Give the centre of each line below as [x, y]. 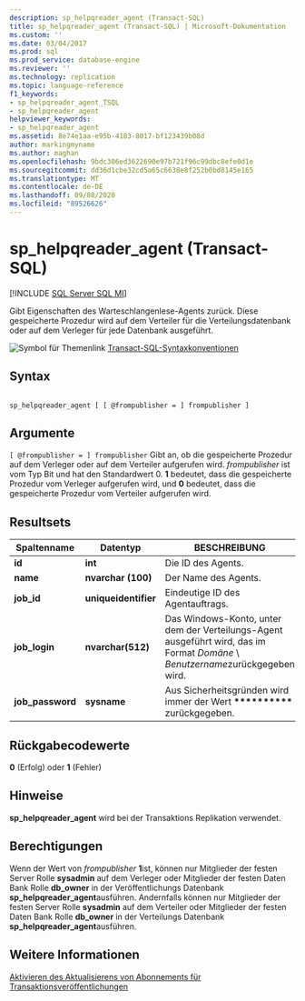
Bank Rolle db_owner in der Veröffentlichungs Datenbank [117, 887]
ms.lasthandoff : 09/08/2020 [63, 195]
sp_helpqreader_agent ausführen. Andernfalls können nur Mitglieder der [145, 897]
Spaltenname [45, 548]
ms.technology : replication [63, 77]
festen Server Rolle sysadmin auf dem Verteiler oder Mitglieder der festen [148, 906]
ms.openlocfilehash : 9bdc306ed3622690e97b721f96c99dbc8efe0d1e [132, 161]
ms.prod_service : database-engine [75, 60]
